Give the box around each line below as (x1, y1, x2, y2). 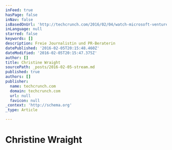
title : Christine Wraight (5, 60, 60, 65)
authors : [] (5, 74, 31, 79)
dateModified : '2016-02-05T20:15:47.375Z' (5, 50, 97, 55)
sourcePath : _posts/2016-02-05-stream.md (5, 65, 95, 70)
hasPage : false (5, 12, 38, 17)
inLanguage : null (5, 27, 42, 32)
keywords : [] (5, 36, 33, 41)
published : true (5, 70, 40, 75)
